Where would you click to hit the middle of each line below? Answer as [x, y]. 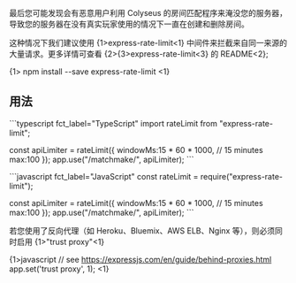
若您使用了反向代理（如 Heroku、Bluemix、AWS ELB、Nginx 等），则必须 [142, 230]
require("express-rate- [242, 176]
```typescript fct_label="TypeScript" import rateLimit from [114, 123]
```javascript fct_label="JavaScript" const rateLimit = [104, 176]
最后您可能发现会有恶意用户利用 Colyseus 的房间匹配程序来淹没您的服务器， [148, 13]
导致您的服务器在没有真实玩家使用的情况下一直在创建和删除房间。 [129, 24]
